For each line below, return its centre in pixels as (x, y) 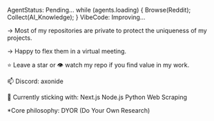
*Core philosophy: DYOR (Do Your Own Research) (79, 110)
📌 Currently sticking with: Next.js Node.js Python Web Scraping (97, 97)
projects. (20, 38)
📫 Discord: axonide (35, 81)
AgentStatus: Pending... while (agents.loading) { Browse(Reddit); (99, 10)
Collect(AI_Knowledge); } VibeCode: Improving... (76, 17)
